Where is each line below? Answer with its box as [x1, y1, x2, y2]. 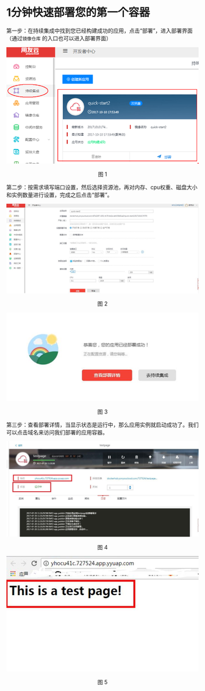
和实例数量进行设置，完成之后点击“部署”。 [6, 191, 113, 199]
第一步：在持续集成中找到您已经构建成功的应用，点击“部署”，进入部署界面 [6, 27, 193, 34]
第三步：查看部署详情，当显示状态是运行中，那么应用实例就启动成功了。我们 [6, 421, 199, 428]
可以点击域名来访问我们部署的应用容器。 [6, 429, 108, 436]
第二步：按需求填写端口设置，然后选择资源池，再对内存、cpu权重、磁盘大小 [6, 184, 198, 191]
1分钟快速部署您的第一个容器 [6, 5, 151, 20]
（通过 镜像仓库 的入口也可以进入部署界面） [6, 34, 112, 42]
